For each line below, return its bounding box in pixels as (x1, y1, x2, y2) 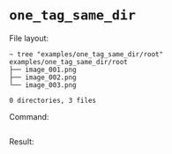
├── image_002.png (9, 73, 77, 82)
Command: (9, 111, 49, 121)
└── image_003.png (9, 80, 77, 90)
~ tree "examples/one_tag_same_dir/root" (9, 49, 164, 59)
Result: (9, 136, 34, 147)
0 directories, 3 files (9, 96, 97, 105)
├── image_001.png (9, 65, 77, 74)
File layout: (9, 33, 49, 43)
